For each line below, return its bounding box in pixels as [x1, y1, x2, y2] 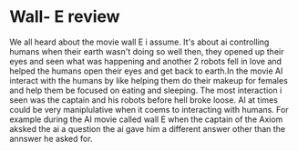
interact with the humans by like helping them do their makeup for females [9, 75, 289, 86]
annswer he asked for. [9, 133, 93, 144]
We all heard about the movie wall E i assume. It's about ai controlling [9, 36, 270, 47]
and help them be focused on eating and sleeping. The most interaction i [9, 85, 283, 96]
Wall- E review [9, 6, 120, 27]
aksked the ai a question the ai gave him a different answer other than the [9, 123, 285, 134]
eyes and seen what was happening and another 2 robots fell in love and [9, 55, 283, 66]
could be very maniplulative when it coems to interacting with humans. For [9, 104, 289, 115]
